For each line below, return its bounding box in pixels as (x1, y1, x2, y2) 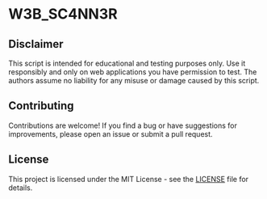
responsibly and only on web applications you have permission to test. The (8, 67, 257, 77)
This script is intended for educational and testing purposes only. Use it (8, 58, 246, 68)
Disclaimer (8, 37, 64, 51)
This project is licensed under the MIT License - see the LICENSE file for (8, 174, 248, 184)
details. (8, 183, 33, 193)
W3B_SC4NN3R (8, 5, 119, 23)
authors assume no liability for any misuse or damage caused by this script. (8, 76, 260, 85)
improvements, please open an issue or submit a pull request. (8, 129, 213, 138)
